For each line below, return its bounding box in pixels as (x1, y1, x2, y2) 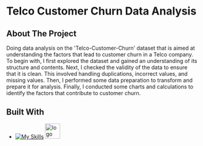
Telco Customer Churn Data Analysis (6, 4, 197, 18)
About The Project (6, 28, 77, 39)
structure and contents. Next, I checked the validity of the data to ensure (6, 64, 188, 71)
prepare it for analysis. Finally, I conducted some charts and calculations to (6, 83, 194, 90)
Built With (6, 107, 44, 118)
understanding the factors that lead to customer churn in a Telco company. (6, 51, 193, 58)
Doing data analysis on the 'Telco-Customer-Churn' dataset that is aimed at (6, 44, 195, 51)
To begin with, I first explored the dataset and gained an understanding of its (6, 58, 198, 64)
